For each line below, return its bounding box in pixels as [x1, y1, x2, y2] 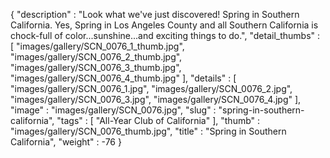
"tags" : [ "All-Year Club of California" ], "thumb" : [56, 115, 261, 126]
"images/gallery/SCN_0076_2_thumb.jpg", [10, 51, 183, 63]
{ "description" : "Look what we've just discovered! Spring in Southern [10, 9, 300, 20]
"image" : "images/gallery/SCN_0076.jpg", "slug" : [10, 104, 217, 116]
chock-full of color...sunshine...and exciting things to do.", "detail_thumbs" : [10, 30, 321, 41]
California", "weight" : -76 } [10, 136, 122, 148]
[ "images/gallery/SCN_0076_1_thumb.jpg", [10, 40, 185, 52]
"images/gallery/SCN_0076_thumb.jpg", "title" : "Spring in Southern [10, 125, 287, 137]
